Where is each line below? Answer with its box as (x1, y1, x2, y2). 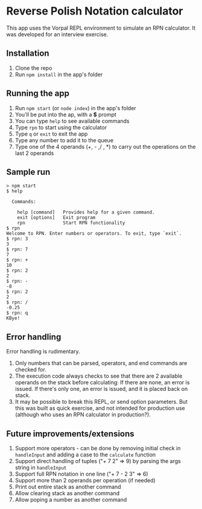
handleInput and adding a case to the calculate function (14, 451, 156, 458)
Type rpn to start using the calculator (14, 123, 107, 131)
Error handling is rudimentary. (6, 348, 80, 355)
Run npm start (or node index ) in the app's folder (14, 104, 137, 111)
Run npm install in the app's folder (14, 71, 103, 78)
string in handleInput (14, 464, 67, 471)
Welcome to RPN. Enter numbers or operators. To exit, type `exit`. (6, 231, 182, 237)
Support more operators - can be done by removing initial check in (14, 445, 181, 452)
